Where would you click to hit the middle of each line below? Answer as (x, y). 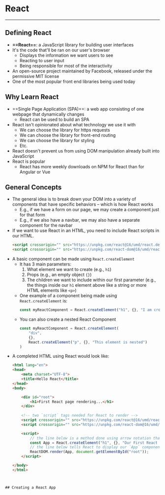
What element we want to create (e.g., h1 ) (69, 269)
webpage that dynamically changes (48, 114)
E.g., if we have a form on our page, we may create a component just (89, 210)
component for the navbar (46, 226)
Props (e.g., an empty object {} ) (59, 275)
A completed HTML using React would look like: (61, 356)
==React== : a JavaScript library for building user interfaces (73, 44)
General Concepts (33, 187)
